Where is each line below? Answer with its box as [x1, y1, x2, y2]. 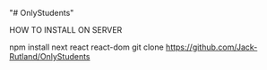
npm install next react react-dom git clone [9, 42, 164, 52]
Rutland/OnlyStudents [9, 51, 90, 61]
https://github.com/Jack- [165, 42, 258, 52]
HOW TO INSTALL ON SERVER [9, 25, 123, 35]
